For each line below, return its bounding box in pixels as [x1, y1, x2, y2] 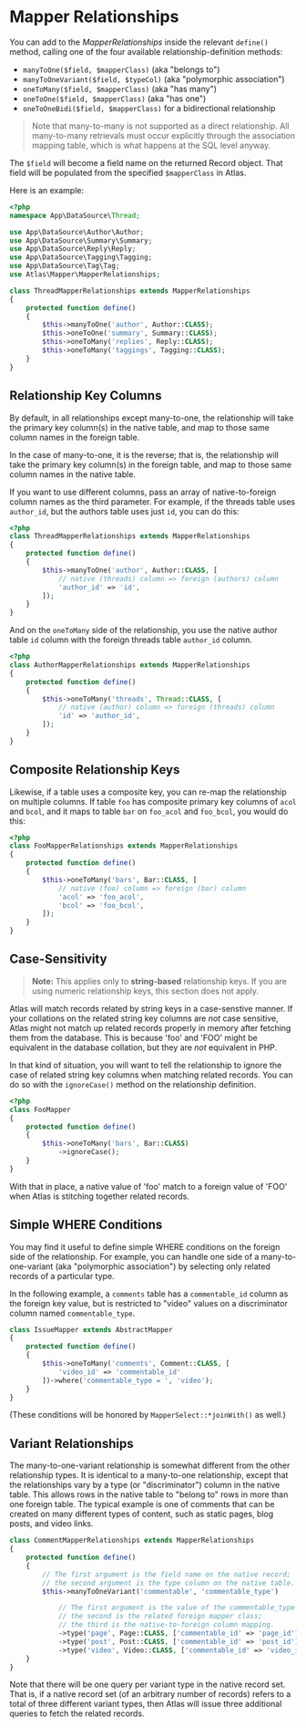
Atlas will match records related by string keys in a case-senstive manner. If [9, 1003, 293, 1014]
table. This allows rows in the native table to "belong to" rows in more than [9, 1489, 289, 1500]
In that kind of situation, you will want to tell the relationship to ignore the [9, 1059, 282, 1070]
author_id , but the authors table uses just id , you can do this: [9, 505, 240, 516]
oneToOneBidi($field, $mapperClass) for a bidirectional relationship [22, 102, 276, 113]
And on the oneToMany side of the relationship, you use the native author [9, 625, 278, 636]
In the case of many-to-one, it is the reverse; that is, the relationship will [9, 449, 280, 460]
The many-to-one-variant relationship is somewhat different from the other [9, 1460, 291, 1471]
